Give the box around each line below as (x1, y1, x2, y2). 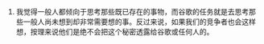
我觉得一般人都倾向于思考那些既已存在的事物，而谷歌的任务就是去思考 (15, 7, 250, 16)
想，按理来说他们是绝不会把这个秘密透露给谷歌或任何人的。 (15, 27, 214, 36)
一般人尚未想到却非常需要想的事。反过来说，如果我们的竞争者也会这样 (23, 17, 256, 26)
